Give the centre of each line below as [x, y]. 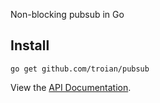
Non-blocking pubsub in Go [67, 14]
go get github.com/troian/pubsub [80, 69]
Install [30, 45]
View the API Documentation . [71, 87]
